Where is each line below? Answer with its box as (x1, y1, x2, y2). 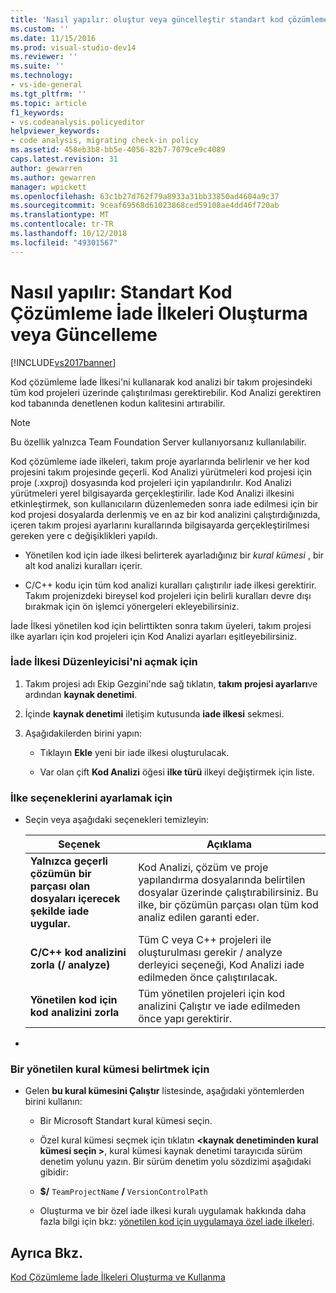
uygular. (29, 917, 71, 931)
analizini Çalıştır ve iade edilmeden (138, 999, 301, 1013)
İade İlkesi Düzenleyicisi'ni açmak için (10, 655, 198, 669)
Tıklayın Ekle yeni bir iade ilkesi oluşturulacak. (39, 746, 230, 758)
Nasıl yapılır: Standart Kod (10, 281, 233, 303)
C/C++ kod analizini (29, 946, 127, 960)
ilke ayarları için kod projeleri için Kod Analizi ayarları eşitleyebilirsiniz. (10, 630, 298, 642)
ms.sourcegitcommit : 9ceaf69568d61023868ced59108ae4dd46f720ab (10, 201, 280, 211)
